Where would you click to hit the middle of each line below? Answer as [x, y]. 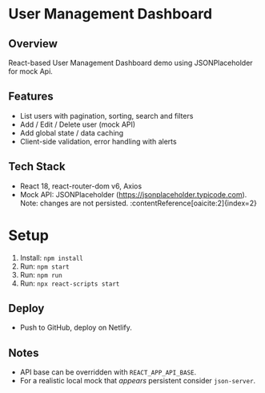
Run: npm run [41, 274]
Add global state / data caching [72, 132]
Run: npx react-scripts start [70, 283]
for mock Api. [31, 71]
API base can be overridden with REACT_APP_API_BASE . [108, 372]
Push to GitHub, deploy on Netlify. [76, 328]
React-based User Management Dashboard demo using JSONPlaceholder [131, 63]
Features [31, 97]
